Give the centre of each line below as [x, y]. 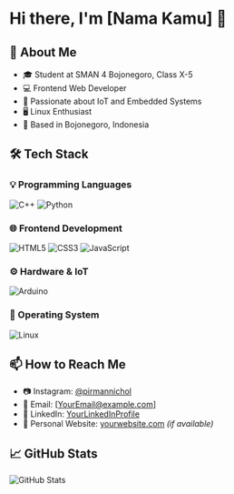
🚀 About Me [43, 52]
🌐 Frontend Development [66, 228]
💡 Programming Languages [71, 185]
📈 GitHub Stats [54, 454]
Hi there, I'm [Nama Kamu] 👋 [118, 19]
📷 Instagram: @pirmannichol [77, 391]
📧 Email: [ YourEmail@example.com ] [89, 405]
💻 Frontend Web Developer [74, 88]
